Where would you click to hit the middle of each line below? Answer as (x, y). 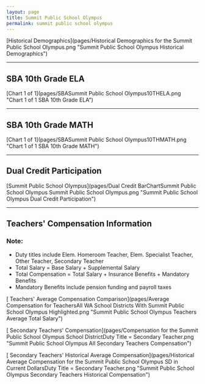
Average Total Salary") (34, 318)
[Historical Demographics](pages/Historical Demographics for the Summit (99, 41)
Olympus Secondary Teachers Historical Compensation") (78, 374)
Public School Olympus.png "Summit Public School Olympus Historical (95, 47)
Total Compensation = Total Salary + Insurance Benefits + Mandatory (102, 274)
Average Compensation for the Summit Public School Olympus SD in (92, 361)
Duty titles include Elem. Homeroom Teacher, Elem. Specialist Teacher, (104, 254)
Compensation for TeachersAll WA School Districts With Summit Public (95, 305)
